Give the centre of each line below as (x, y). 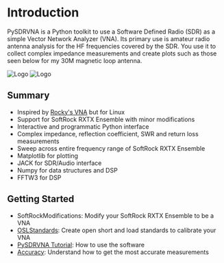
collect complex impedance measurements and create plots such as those (112, 53)
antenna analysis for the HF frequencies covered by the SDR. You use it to (112, 46)
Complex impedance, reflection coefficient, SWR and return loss (108, 134)
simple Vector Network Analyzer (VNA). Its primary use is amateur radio (109, 38)
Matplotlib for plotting (48, 155)
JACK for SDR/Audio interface (59, 163)
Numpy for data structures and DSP (67, 170)
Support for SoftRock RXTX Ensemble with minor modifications (106, 119)
